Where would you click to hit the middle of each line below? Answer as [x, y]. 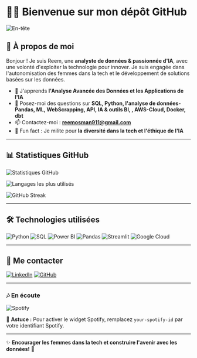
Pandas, [25, 109]
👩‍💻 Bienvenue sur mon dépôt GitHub [97, 12]
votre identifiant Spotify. [35, 326]
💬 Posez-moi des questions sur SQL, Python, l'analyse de [85, 103]
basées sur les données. [36, 79]
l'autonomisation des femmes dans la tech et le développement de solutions [98, 73]
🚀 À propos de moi [40, 47]
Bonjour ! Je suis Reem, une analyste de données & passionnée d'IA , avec [97, 60]
